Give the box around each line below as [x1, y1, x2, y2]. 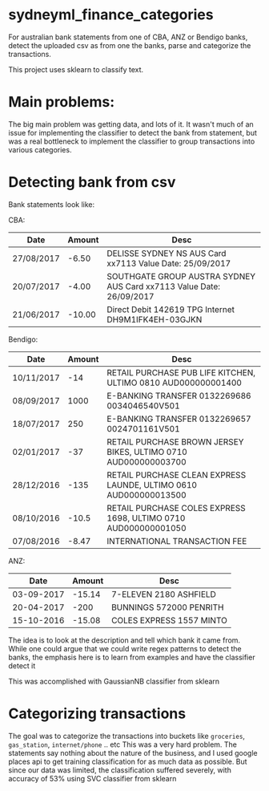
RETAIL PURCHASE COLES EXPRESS [106, 502, 246, 513]
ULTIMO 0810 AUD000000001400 [106, 377, 243, 388]
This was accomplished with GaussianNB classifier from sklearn [8, 676, 220, 686]
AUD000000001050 [106, 522, 187, 533]
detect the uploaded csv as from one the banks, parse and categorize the [8, 40, 251, 50]
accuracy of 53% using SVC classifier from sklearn [8, 773, 177, 783]
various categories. [8, 144, 72, 154]
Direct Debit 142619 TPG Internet [106, 303, 235, 314]
